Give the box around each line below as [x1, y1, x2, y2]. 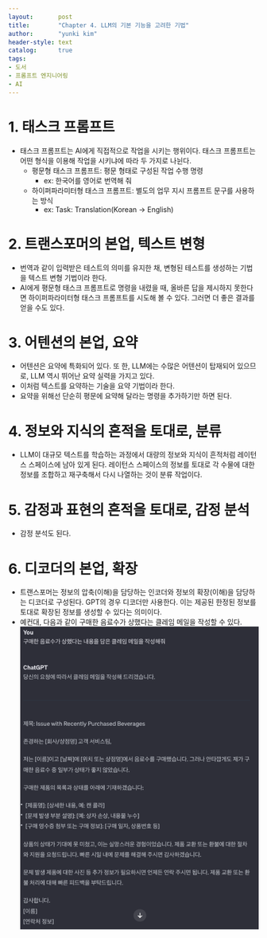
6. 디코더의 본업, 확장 [8, 559, 138, 578]
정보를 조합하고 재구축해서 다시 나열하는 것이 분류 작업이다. [19, 470, 203, 480]
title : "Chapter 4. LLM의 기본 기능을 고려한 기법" [8, 21, 189, 29]
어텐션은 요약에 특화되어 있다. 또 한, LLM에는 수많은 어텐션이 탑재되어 [19, 361, 236, 371]
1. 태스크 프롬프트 [8, 118, 115, 135]
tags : [8, 55, 26, 63]
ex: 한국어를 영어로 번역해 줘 [43, 175, 133, 185]
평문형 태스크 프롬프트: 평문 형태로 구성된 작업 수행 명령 [31, 166, 204, 175]
